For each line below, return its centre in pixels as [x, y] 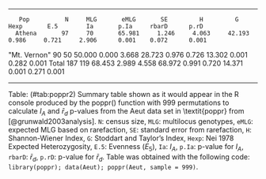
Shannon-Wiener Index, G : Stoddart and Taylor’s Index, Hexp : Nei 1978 [121, 138]
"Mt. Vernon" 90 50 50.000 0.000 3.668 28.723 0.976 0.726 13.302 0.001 [128, 55]
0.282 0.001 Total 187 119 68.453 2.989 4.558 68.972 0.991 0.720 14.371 [125, 63]
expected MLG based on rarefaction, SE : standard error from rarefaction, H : [130, 129]
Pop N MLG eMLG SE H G [129, 20]
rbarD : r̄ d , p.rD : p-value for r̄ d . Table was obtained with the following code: [129, 157]
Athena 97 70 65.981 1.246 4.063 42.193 [132, 33]
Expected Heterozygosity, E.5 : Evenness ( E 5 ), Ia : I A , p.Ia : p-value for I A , [126, 147]
